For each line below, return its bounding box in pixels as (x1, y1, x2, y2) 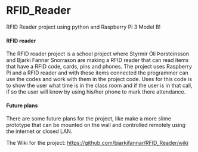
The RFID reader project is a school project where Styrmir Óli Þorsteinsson (6, 50, 190, 57)
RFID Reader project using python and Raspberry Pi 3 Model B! (6, 23, 161, 30)
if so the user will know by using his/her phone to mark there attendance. (6, 88, 186, 95)
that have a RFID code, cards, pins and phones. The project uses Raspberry (6, 63, 193, 70)
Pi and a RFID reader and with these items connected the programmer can (6, 69, 189, 76)
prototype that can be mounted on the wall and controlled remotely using (6, 122, 186, 129)
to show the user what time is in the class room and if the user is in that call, (6, 82, 193, 89)
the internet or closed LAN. (6, 128, 73, 135)
